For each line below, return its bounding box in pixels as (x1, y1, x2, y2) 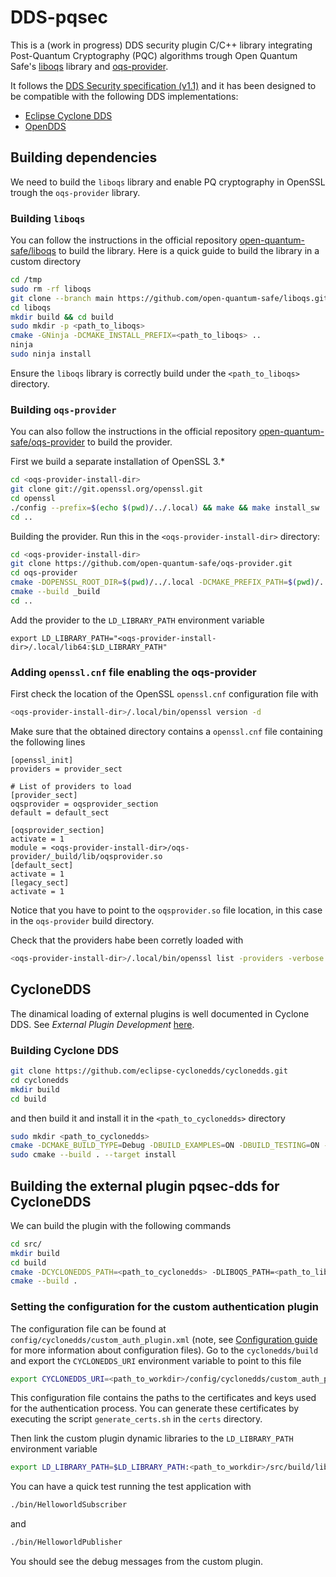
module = (10, 843, 47, 853)
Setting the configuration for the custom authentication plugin (10, 1300, 319, 1314)
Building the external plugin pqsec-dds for (10, 1177, 280, 1195)
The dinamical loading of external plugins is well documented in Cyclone (10, 1007, 310, 1020)
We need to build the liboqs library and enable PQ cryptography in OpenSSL (10, 176, 326, 188)
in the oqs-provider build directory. (10, 915, 155, 927)
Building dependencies (10, 149, 158, 166)
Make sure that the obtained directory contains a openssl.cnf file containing (10, 726, 323, 738)
